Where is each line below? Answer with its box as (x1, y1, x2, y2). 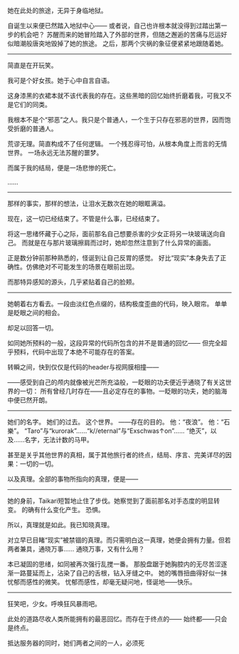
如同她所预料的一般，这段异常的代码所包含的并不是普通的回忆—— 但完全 (7, 339, 221, 347)
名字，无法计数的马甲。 (24, 436, 94, 444)
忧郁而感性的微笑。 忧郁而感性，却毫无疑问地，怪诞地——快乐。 (7, 578, 196, 586)
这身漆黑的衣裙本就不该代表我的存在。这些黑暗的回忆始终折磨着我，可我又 (7, 91, 225, 100)
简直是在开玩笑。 (7, 61, 58, 69)
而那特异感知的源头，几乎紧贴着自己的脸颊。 (7, 277, 139, 286)
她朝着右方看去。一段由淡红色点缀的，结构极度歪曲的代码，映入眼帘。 (7, 300, 213, 308)
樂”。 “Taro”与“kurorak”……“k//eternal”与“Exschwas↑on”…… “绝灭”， (7, 426, 211, 435)
